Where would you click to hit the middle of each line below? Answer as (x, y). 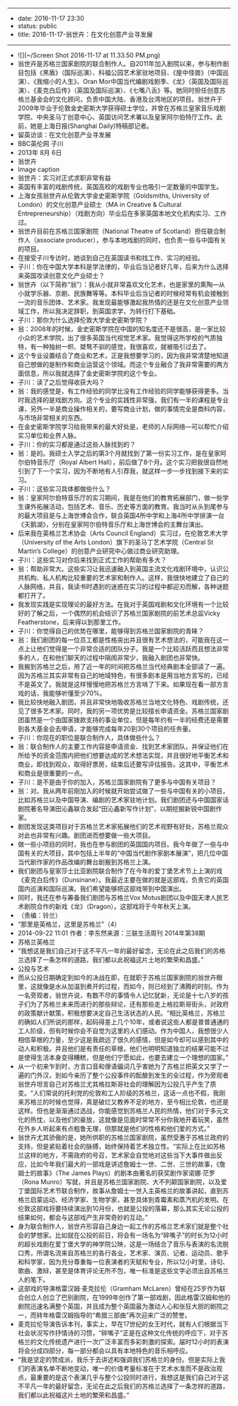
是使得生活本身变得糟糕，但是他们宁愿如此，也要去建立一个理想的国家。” (123, 1057)
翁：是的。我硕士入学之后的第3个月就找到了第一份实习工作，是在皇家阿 (122, 453)
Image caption (39, 169)
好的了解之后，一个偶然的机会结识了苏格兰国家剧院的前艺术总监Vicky (119, 613)
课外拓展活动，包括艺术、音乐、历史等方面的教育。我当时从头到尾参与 (126, 506)
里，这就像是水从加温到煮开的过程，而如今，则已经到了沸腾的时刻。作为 (123, 986)
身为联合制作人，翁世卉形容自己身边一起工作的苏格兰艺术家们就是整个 (120, 1226)
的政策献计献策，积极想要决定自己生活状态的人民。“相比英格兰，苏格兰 (121, 1013)
